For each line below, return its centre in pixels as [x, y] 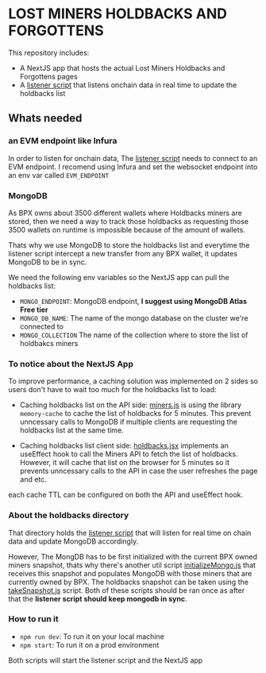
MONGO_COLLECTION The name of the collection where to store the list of [134, 335]
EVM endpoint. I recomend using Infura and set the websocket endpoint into [133, 167]
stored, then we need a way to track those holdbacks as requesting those [128, 221]
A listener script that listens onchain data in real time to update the [128, 85]
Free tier [34, 310]
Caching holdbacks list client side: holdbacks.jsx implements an [124, 446]
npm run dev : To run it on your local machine [92, 636]
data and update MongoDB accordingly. [73, 541]
